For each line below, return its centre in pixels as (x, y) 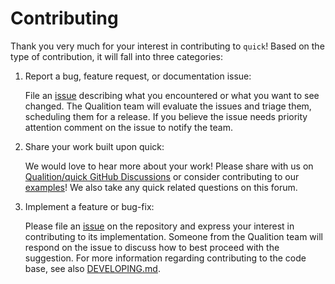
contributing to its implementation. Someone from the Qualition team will (173, 236)
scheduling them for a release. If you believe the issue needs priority (166, 116)
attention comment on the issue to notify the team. (128, 127)
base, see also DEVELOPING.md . (92, 268)
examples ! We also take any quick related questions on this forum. (161, 187)
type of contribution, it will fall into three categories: (116, 56)
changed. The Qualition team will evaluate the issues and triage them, (168, 106)
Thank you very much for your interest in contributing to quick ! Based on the (167, 46)
